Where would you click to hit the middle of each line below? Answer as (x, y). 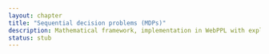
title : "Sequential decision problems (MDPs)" (87, 23)
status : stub (30, 38)
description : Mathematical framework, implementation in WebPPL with (127, 30)
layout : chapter (35, 15)
